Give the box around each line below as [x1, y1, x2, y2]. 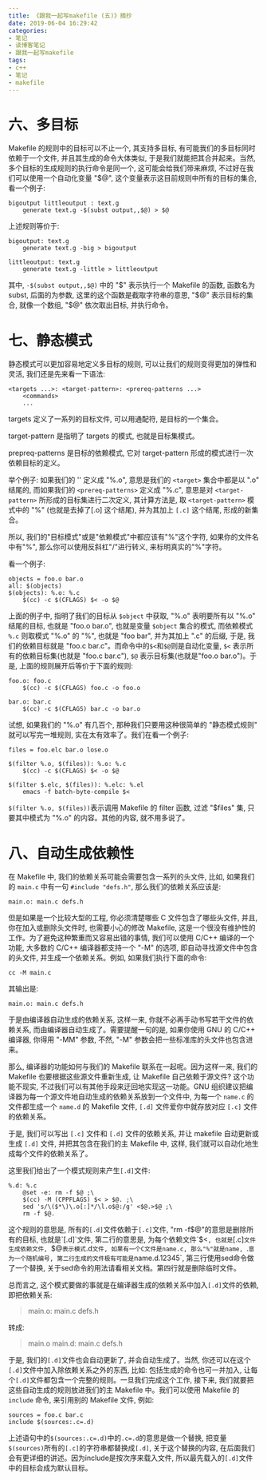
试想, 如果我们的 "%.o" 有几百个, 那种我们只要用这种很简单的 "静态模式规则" [8, 720, 257, 730]
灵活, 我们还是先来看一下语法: [8, 369, 106, 379]
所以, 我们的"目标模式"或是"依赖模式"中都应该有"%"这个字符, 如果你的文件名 [8, 533, 259, 542]
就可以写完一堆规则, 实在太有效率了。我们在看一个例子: [8, 730, 190, 740]
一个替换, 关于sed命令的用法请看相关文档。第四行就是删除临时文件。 [14, 1263, 241, 1273]
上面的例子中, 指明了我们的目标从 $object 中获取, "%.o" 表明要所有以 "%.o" [8, 611, 256, 620]
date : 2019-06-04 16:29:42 [8, 19, 98, 27]
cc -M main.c [8, 969, 52, 977]
